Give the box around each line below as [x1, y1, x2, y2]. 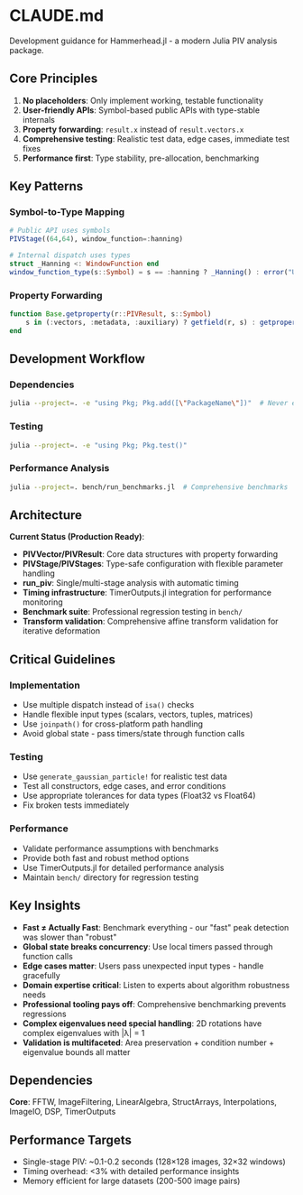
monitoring [22, 597, 63, 607]
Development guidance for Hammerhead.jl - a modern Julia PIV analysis [9, 35, 278, 46]
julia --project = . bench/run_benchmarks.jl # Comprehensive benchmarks [9, 482, 289, 492]
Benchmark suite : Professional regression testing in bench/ [22, 607, 243, 617]
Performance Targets [9, 1132, 133, 1147]
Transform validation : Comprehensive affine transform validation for [22, 616, 279, 627]
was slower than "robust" [22, 931, 117, 942]
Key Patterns [9, 179, 84, 194]
